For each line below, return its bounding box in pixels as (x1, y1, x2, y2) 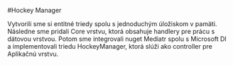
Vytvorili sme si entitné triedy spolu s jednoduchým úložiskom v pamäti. (7, 20, 217, 28)
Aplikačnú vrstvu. (7, 49, 59, 58)
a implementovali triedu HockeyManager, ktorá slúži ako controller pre (7, 42, 213, 50)
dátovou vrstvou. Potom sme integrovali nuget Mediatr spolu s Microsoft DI (7, 35, 227, 43)
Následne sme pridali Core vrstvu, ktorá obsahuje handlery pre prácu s (7, 28, 215, 35)
